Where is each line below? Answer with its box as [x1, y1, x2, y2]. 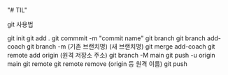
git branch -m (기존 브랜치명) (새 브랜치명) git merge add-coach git [27, 42, 215, 51]
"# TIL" [7, 6, 28, 14]
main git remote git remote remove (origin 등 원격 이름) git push [7, 60, 187, 68]
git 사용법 [7, 20, 34, 28]
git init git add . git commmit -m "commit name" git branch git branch [7, 34, 206, 42]
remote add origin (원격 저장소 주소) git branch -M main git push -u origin [7, 51, 215, 59]
